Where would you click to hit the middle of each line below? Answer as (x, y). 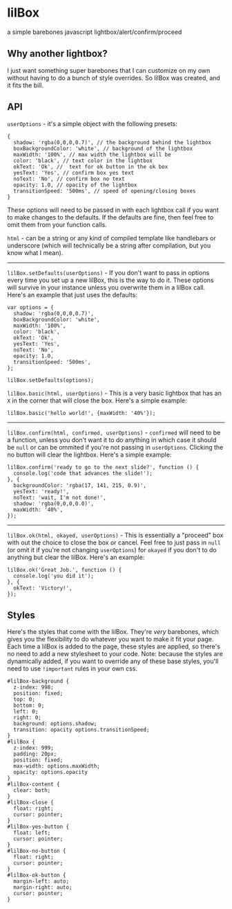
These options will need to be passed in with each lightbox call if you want (113, 210)
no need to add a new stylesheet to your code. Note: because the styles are (115, 654)
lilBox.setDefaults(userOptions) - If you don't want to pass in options (108, 272)
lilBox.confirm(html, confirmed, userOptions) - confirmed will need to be (114, 432)
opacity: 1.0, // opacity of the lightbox (75, 185)
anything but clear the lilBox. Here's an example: (76, 557)
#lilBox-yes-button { (38, 827)
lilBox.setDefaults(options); (51, 380)
